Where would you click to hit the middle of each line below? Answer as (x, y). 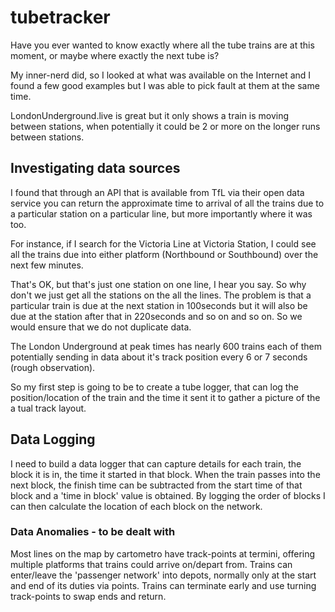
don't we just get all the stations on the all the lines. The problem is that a (161, 295)
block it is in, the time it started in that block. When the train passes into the (165, 474)
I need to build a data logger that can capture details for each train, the (156, 463)
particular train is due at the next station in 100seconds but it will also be (159, 305)
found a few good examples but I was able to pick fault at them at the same (165, 85)
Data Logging (53, 439)
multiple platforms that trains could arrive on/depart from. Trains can (151, 564)
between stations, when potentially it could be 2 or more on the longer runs (165, 126)
